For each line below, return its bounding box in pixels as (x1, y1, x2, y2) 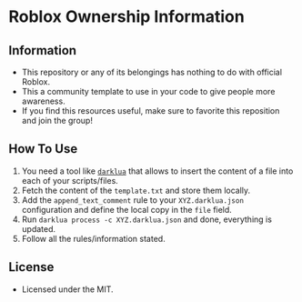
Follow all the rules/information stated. (21, 233, 166, 244)
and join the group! (21, 116, 93, 126)
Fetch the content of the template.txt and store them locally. (21, 185, 251, 196)
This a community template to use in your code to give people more (21, 86, 276, 96)
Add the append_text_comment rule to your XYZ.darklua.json (21, 194, 245, 206)
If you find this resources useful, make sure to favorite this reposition (21, 106, 280, 116)
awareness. (21, 96, 65, 106)
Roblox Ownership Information (8, 6, 245, 27)
